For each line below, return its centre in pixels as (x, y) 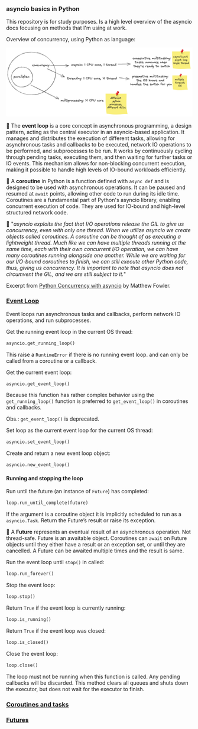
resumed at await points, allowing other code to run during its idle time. (93, 194)
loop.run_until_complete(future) (47, 503)
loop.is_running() (29, 619)
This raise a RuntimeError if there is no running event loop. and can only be (97, 354)
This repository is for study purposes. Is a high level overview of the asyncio (99, 22)
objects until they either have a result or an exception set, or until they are (96, 545)
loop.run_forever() (30, 574)
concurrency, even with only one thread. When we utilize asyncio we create (98, 230)
